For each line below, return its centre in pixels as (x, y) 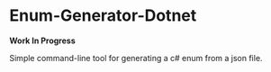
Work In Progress (42, 40)
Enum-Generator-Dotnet (103, 16)
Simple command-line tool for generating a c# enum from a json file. (136, 58)
